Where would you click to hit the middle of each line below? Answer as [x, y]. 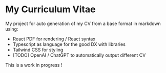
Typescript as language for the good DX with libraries [69, 44]
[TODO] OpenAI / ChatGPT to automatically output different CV [79, 55]
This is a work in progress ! [34, 65]
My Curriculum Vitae [50, 9]
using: [12, 29]
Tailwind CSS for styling [38, 50]
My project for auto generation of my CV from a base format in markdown [83, 23]
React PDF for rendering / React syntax [54, 39]
